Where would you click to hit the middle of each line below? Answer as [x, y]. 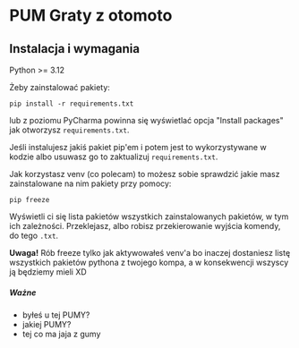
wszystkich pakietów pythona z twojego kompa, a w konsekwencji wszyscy [149, 262]
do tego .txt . [34, 235]
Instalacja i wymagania [75, 49]
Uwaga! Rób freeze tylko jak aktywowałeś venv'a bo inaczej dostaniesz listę [150, 253]
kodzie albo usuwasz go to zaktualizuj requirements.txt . [114, 157]
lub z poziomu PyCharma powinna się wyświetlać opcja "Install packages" [146, 120]
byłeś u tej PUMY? [56, 315]
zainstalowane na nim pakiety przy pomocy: [90, 183]
